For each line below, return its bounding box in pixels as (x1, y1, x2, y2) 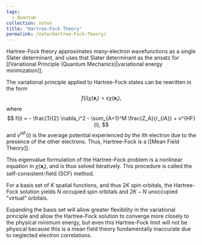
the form (6, 85, 28, 92)
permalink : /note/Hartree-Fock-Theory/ (6, 31, 107, 37)
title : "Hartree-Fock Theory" (6, 25, 83, 32)
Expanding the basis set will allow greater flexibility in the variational (6, 206, 176, 214)
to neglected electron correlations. (6, 232, 92, 239)
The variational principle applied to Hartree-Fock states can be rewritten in (6, 79, 192, 86)
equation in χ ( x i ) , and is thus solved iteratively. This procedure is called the (6, 162, 192, 171)
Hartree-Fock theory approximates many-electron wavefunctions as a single (6, 48, 196, 55)
